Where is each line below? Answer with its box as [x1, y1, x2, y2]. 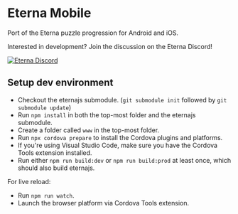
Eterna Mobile [7, 5, 92, 21]
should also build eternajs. [17, 164, 95, 172]
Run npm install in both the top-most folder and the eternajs [17, 110, 196, 119]
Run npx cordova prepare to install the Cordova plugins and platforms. [17, 133, 223, 141]
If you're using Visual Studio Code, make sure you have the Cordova [17, 141, 218, 149]
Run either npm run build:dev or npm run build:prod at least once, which [17, 156, 232, 164]
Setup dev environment [7, 77, 114, 89]
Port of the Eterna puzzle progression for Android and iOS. [7, 28, 179, 37]
